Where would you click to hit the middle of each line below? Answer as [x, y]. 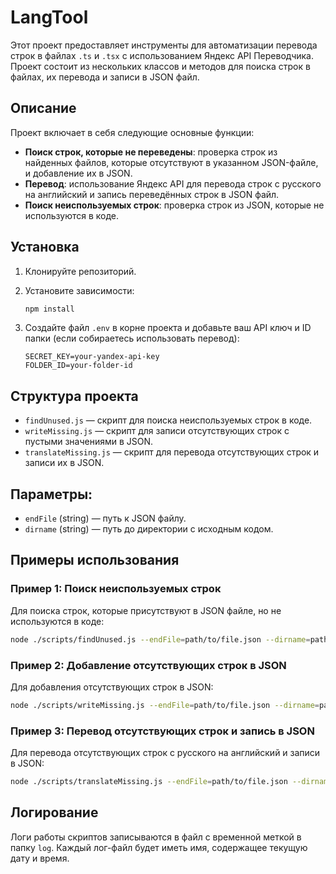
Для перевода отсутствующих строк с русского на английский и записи [165, 753]
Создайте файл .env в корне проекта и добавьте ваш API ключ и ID [168, 328]
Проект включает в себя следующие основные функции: [132, 132]
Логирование [54, 812]
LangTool [49, 17]
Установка [45, 247]
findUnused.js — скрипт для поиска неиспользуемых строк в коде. [168, 420]
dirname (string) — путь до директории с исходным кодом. [149, 529]
